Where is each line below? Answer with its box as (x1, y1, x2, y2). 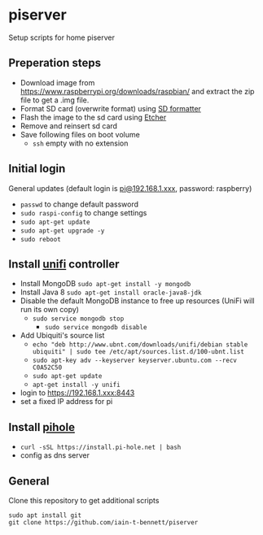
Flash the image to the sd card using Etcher (20, 112, 167, 122)
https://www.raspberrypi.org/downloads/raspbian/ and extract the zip (20, 86, 255, 96)
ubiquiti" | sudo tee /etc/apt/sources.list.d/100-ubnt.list (32, 348, 244, 356)
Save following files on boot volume (20, 129, 140, 139)
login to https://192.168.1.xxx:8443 (20, 388, 135, 398)
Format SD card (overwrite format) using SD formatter (20, 103, 202, 113)
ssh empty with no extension (32, 138, 129, 148)
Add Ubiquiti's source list (20, 331, 105, 341)
